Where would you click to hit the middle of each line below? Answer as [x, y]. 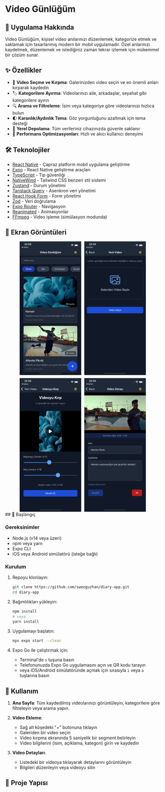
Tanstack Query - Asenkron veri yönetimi [54, 191]
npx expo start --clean [37, 641]
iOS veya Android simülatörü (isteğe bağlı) [55, 554]
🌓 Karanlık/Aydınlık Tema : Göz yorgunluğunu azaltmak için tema [79, 118]
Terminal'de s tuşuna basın [47, 660]
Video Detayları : [29, 753]
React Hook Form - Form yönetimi [47, 196]
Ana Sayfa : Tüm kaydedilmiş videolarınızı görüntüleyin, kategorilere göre [86, 703]
